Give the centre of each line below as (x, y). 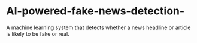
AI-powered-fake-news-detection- (96, 11)
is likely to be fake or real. (38, 33)
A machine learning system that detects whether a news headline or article (99, 27)
